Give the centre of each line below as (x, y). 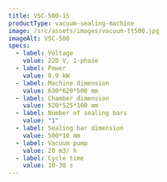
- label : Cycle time (50, 158)
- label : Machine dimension (63, 83)
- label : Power (41, 68)
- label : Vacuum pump (52, 143)
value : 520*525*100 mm (61, 105)
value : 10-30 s (48, 166)
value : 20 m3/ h (50, 151)
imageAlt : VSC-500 (39, 38)
